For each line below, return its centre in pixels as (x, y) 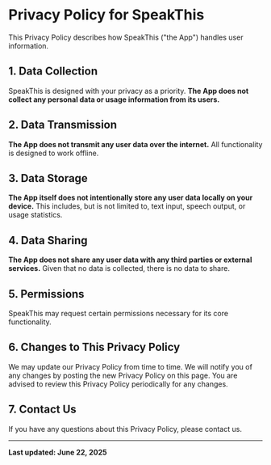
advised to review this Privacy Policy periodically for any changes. (118, 384)
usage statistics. (35, 215)
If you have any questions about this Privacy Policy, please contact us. (125, 429)
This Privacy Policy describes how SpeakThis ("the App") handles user (126, 37)
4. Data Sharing (48, 240)
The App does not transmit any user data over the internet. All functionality (135, 144)
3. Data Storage (48, 178)
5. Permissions (46, 294)
